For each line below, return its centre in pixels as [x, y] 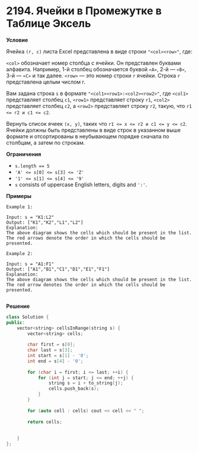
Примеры [19, 196]
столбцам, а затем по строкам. [46, 142]
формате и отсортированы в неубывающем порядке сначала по [88, 136]
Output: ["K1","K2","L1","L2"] [45, 222]
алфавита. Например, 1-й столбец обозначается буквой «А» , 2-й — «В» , [96, 69]
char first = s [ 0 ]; [52, 345]
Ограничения [24, 154]
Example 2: [20, 253]
